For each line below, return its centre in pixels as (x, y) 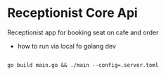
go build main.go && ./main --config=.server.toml (83, 65)
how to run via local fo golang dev (66, 46)
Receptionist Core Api (73, 13)
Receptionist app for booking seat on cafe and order (83, 32)
